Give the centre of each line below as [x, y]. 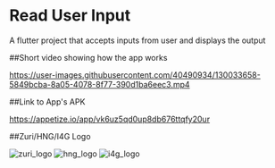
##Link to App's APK [47, 101]
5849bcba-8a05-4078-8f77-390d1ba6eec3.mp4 [100, 84]
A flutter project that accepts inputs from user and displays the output [137, 40]
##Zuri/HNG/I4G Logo [50, 136]
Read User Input [70, 16]
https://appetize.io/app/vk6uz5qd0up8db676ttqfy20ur [110, 119]
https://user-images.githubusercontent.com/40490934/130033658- [135, 75]
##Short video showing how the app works [88, 57]
